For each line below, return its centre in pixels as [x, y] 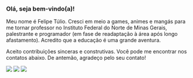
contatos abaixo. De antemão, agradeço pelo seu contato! [76, 58]
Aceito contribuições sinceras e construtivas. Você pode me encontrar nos [97, 52]
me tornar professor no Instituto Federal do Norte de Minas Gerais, [87, 28]
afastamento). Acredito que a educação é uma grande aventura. [84, 40]
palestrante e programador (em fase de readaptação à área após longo [92, 34]
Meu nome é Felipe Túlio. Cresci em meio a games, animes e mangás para [96, 22]
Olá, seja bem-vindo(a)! [40, 9]
